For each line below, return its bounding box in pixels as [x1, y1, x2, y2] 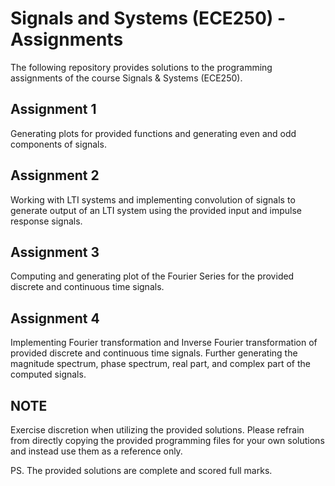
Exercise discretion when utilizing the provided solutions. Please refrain [10, 424, 305, 436]
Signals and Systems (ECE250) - [10, 7, 287, 30]
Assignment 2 [10, 167, 100, 184]
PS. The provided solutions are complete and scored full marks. [10, 465, 273, 476]
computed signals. [10, 368, 87, 381]
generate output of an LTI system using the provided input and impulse [10, 204, 302, 216]
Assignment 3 [10, 243, 100, 261]
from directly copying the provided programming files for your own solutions [10, 435, 325, 446]
